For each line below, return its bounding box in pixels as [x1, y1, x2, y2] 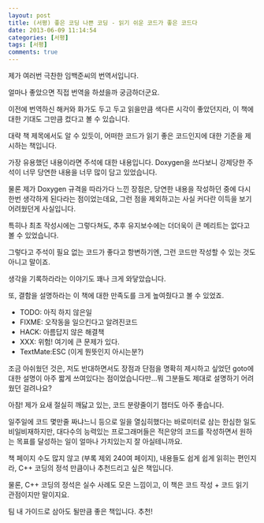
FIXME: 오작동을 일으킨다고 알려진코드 [19, 317, 138, 327]
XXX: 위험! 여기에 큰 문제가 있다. [19, 337, 120, 346]
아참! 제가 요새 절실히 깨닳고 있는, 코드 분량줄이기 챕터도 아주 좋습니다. [8, 400, 225, 409]
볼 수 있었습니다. [8, 230, 59, 240]
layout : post [8, 11, 51, 20]
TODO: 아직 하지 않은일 [19, 308, 92, 316]
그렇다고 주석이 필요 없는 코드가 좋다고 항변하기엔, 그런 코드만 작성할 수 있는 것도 [8, 248, 256, 256]
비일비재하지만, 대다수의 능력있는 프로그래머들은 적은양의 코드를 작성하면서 [8, 427, 238, 436]
